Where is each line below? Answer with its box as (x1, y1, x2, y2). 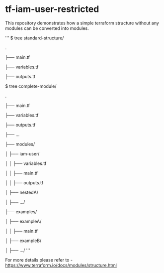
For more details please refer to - (5, 257, 73, 263)
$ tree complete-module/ (5, 83, 57, 89)
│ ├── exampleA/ (5, 218, 42, 224)
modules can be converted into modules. (5, 25, 89, 31)
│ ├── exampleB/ (5, 238, 42, 244)
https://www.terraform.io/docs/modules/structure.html (5, 262, 117, 268)
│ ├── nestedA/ (5, 189, 39, 195)
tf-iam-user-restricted (5, 3, 99, 15)
